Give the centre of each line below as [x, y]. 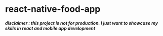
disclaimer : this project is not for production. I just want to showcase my [81, 23]
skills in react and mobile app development [50, 28]
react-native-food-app [53, 9]
